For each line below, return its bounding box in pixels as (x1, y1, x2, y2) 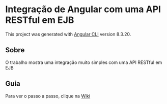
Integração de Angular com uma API (5, 4, 161, 15)
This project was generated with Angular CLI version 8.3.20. (5, 31, 131, 37)
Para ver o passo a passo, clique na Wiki (5, 93, 91, 99)
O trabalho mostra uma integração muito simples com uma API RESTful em (5, 59, 162, 65)
